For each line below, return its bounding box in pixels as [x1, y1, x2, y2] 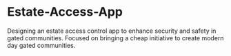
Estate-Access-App [7, 4, 123, 20]
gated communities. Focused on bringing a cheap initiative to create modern [7, 33, 224, 42]
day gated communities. [7, 41, 76, 49]
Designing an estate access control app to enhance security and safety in [7, 27, 217, 35]
